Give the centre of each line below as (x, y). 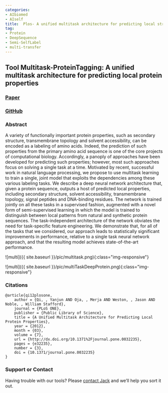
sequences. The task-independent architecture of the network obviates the (82, 221)
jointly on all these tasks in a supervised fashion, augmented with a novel (80, 205)
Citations (16, 285)
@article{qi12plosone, (29, 296)
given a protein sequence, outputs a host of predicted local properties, (78, 189)
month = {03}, (29, 331)
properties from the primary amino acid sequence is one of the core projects (84, 152)
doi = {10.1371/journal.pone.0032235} (54, 353)
